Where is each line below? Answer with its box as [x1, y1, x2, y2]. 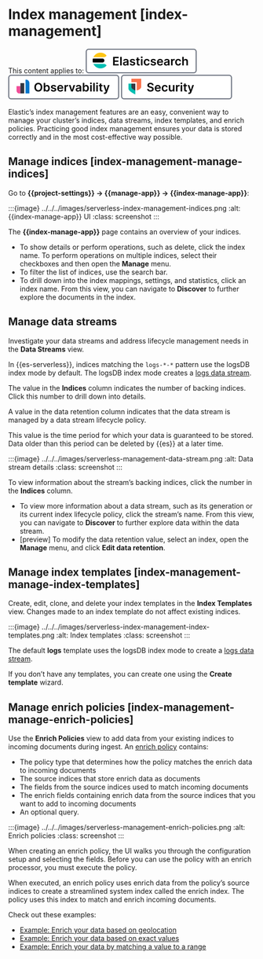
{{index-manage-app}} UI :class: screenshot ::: [8, 211, 159, 221]
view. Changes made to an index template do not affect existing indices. [8, 607, 241, 616]
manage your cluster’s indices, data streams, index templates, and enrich [8, 116, 245, 125]
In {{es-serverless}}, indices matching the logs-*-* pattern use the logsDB [8, 359, 250, 369]
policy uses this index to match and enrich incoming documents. [8, 895, 217, 905]
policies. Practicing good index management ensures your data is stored [8, 123, 243, 133]
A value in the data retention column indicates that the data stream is [8, 406, 231, 416]
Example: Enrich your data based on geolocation [19, 925, 177, 935]
